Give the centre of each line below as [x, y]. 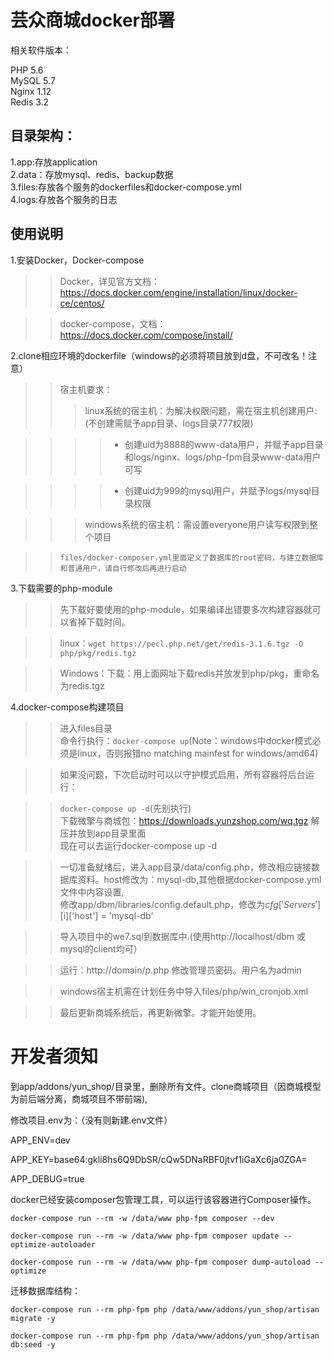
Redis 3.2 [30, 102]
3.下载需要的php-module [61, 588]
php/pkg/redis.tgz [98, 653]
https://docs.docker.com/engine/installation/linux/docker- [178, 292]
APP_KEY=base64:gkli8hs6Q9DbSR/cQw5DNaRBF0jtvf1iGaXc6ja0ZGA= [159, 1159]
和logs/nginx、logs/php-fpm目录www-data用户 [223, 457]
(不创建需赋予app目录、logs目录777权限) [169, 423]
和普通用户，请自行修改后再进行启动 [123, 568]
